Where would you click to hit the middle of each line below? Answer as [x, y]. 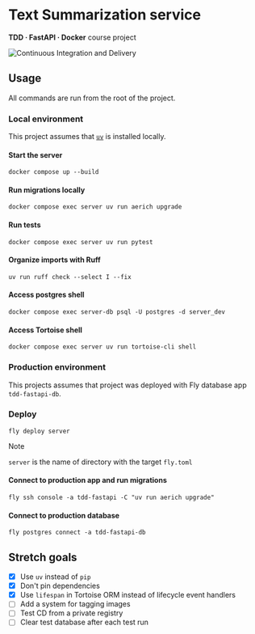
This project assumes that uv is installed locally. [87, 137]
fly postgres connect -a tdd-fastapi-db [77, 533]
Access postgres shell [46, 295]
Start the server [36, 154]
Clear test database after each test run [84, 622]
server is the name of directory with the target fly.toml [100, 462]
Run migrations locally [47, 190]
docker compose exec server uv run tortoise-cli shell [102, 347]
